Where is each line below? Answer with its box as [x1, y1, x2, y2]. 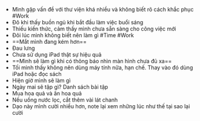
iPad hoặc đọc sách [12, 71, 62, 77]
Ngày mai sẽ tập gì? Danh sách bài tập [12, 83, 108, 91]
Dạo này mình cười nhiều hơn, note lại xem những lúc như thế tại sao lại [12, 103, 190, 109]
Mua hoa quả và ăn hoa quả [12, 90, 82, 97]
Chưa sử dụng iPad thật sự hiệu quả [12, 51, 102, 58]
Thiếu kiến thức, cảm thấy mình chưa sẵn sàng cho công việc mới [12, 25, 176, 32]
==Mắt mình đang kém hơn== [12, 38, 87, 45]
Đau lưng [12, 44, 35, 52]
